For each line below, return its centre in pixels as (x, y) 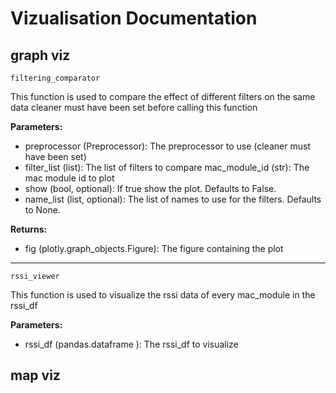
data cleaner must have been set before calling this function (134, 107)
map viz (35, 375)
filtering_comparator (55, 78)
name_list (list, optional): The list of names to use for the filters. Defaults (173, 199)
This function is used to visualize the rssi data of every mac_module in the (163, 295)
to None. (42, 210)
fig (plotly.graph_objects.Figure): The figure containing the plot (154, 248)
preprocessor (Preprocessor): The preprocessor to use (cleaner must (167, 146)
